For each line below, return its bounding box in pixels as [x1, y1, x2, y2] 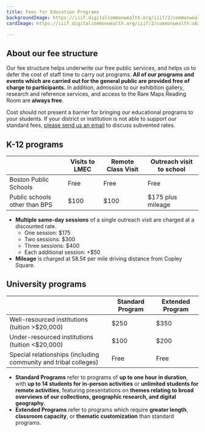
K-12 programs [6, 139, 64, 149]
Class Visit [106, 165, 139, 173]
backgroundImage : [6, 15, 51, 21]
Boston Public [9, 175, 49, 184]
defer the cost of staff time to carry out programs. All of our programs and [6, 71, 194, 78]
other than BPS [9, 201, 53, 209]
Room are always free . [6, 97, 64, 104]
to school [157, 165, 186, 173]
